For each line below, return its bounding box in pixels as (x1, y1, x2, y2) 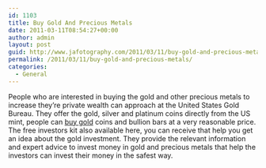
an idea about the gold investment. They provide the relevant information (8, 133, 246, 143)
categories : (8, 63, 47, 71)
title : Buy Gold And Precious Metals (8, 19, 133, 27)
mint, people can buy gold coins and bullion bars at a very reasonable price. (8, 117, 256, 126)
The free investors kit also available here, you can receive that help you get (8, 125, 253, 135)
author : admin (8, 33, 55, 42)
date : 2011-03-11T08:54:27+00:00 (8, 26, 119, 34)
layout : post (8, 41, 51, 49)
